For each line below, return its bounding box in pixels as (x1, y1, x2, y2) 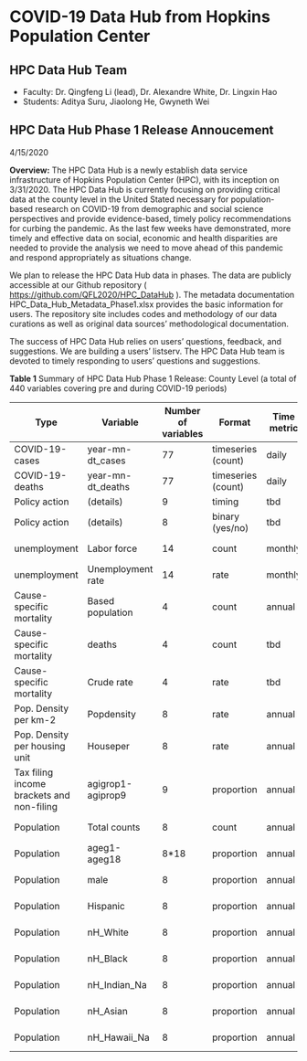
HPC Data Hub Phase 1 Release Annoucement (9, 122, 274, 138)
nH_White (87, 926, 130, 939)
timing (211, 495, 239, 508)
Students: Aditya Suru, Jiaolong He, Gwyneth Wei (22, 96, 210, 107)
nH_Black (87, 952, 128, 965)
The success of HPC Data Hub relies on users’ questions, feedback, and (9, 335, 281, 346)
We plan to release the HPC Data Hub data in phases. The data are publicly (9, 270, 292, 281)
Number (164, 404, 201, 417)
